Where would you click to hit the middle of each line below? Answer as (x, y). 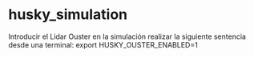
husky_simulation (68, 15)
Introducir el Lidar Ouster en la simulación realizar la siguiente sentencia (127, 36)
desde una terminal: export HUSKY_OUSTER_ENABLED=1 (103, 44)
